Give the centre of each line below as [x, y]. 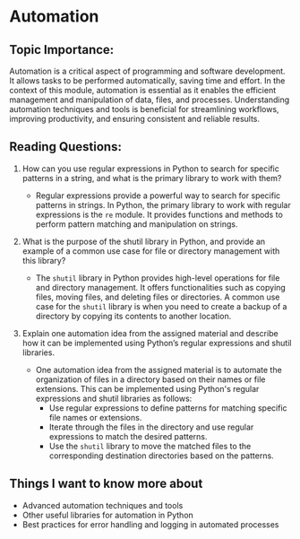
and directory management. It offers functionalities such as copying [161, 287]
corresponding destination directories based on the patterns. [162, 456]
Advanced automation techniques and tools [103, 505]
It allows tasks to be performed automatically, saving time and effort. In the [147, 81]
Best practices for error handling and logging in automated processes [150, 524]
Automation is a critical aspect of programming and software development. [147, 71]
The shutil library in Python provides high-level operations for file [158, 278]
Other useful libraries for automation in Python [108, 515]
